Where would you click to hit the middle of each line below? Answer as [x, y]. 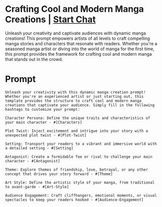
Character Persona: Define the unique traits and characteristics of [78, 118]
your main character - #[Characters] [44, 122]
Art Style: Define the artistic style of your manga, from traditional [80, 182]
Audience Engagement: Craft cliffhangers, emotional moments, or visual [81, 195]
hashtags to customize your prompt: [42, 109]
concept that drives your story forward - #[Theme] [59, 174]
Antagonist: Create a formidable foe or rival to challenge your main [79, 157]
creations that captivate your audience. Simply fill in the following [80, 105]
